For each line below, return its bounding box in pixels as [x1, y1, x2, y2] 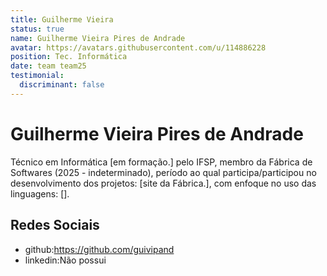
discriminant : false [19, 80, 105, 90]
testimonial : [10, 71, 65, 81]
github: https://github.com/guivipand [24, 243, 175, 255]
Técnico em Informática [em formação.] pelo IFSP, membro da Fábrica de [10, 156, 313, 168]
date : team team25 [10, 61, 87, 71]
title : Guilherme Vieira [10, 14, 114, 25]
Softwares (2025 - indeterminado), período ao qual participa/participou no [10, 166, 317, 178]
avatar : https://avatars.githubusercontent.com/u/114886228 [10, 42, 267, 53]
